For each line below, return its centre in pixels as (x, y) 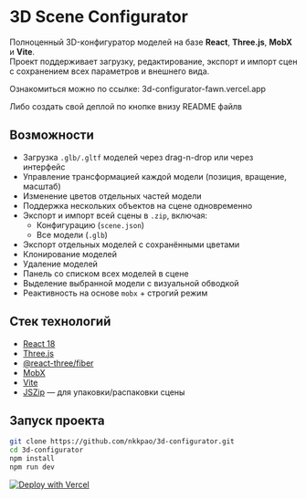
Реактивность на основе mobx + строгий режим (115, 293)
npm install (32, 459)
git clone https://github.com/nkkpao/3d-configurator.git (122, 442)
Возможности (52, 135)
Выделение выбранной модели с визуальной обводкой (131, 283)
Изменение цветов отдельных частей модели (112, 196)
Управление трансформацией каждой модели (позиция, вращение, (155, 176)
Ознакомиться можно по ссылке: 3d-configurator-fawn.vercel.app (138, 88)
